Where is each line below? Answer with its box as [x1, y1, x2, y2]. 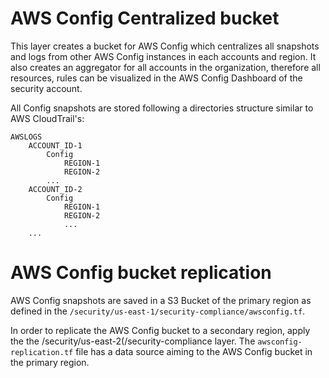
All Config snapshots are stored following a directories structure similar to [10, 102, 314, 114]
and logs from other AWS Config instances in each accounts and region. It [10, 50, 317, 62]
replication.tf [10, 347, 74, 357]
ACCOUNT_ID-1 [28, 140, 83, 151]
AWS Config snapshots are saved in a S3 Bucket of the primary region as [10, 294, 312, 306]
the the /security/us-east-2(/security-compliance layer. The [10, 335, 256, 347]
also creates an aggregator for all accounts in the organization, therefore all [10, 61, 321, 73]
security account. [10, 82, 83, 94]
